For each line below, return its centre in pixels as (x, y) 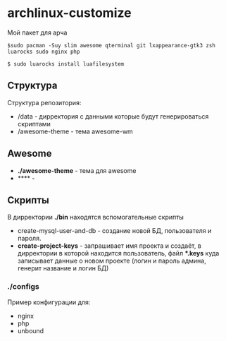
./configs (24, 287)
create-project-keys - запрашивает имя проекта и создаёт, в (109, 246)
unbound (31, 330)
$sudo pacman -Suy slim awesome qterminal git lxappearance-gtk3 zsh (112, 45)
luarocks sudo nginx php (44, 52)
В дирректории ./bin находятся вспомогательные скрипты (96, 217)
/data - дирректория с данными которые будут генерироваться (113, 116)
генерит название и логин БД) (63, 268)
